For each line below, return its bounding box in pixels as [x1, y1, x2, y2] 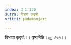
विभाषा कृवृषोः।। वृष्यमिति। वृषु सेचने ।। [5, 34, 67, 40]
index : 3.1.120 [5, 7, 36, 12]
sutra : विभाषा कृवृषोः [5, 12, 39, 17]
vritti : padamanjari [5, 16, 47, 21]
